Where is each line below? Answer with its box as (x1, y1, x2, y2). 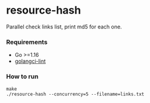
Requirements (6, 38, 48, 46)
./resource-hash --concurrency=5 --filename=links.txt (6, 91, 145, 97)
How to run (6, 72, 39, 81)
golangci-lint (14, 57, 46, 65)
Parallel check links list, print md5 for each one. (6, 23, 122, 30)
